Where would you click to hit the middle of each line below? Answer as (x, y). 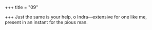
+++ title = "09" (22, 7)
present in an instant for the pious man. (46, 22)
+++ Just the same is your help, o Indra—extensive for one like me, (76, 17)
